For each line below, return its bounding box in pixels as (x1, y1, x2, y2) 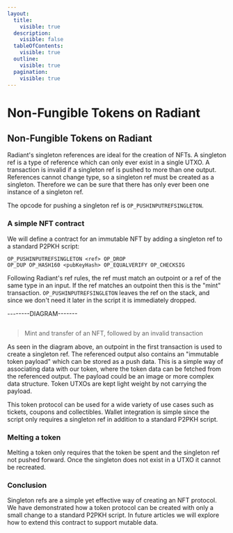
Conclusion (7, 480, 47, 490)
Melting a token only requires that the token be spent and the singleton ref (7, 448, 220, 456)
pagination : (13, 68, 49, 75)
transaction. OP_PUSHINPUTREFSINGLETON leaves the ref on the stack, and (7, 288, 210, 296)
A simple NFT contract (7, 218, 85, 228)
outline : (13, 56, 39, 63)
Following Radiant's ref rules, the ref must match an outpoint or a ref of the (7, 273, 221, 282)
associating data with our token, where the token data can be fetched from (7, 365, 221, 373)
